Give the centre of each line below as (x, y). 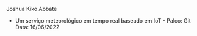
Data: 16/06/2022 (37, 27)
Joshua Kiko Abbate (32, 9)
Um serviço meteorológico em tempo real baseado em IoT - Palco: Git (103, 20)
